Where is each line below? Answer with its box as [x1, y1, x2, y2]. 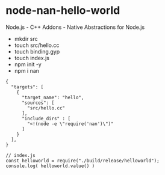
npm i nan [14, 67, 40, 74]
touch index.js [14, 54, 49, 61]
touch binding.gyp [14, 48, 60, 55]
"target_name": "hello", [21, 94, 84, 100]
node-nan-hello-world [5, 4, 120, 17]
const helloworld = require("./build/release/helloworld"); [5, 158, 160, 164]
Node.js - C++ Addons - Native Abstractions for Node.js [5, 23, 145, 31]
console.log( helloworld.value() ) [5, 163, 95, 169]
